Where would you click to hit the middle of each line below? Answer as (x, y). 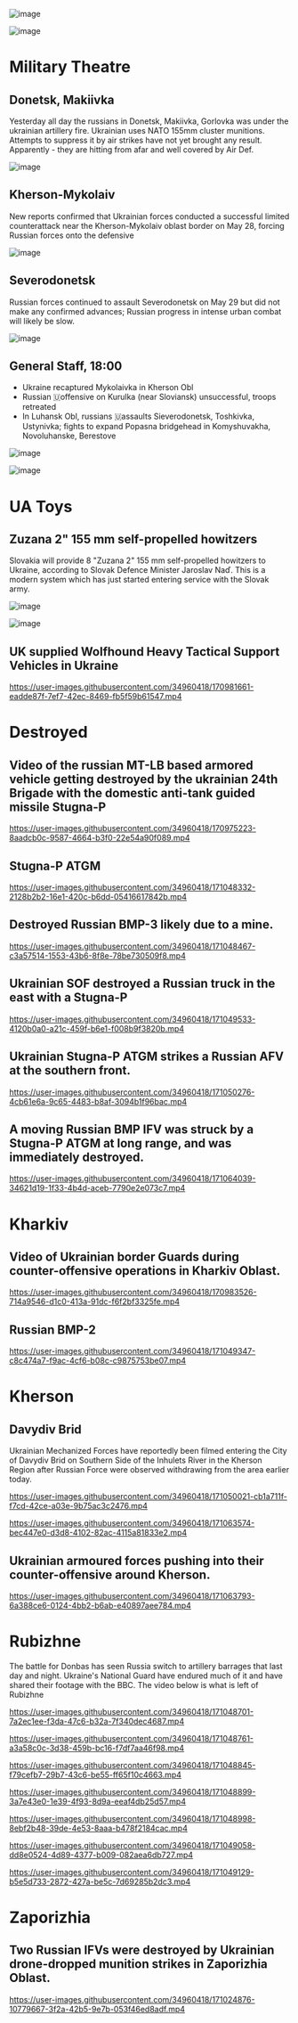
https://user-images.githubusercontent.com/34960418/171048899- (133, 1791)
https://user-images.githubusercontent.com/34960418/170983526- (133, 1293)
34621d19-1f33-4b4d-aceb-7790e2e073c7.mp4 (97, 1188)
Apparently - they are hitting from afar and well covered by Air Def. (132, 150)
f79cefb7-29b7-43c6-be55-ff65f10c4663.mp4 (96, 1774)
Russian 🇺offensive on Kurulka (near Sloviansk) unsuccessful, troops (149, 397)
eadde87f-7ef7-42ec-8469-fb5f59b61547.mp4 (96, 697)
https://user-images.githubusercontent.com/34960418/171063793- (132, 1595)
